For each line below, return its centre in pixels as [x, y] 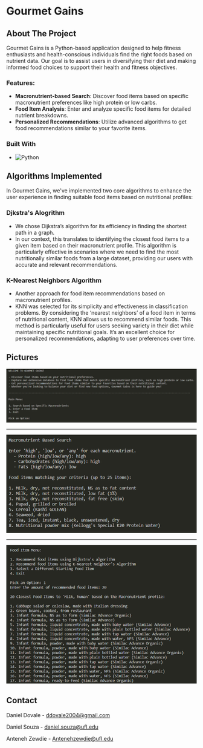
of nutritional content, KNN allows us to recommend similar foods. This [103, 319]
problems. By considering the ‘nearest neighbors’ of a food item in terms [105, 313]
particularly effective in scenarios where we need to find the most [97, 252]
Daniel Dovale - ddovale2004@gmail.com [58, 715]
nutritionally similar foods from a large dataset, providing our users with [104, 258]
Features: [21, 83]
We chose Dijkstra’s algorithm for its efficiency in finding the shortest [101, 226]
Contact [22, 700]
